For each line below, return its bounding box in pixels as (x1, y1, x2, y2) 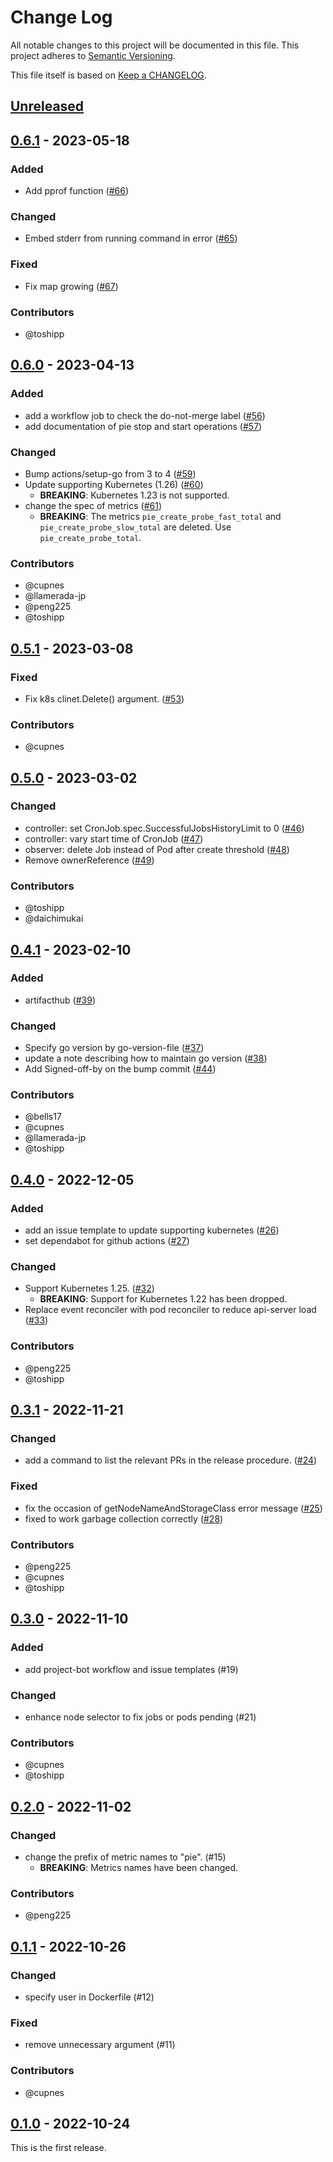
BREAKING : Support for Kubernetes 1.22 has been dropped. (39, 1293, 288, 1305)
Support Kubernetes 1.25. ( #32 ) (24, 1282, 155, 1295)
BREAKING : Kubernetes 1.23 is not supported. (39, 489, 230, 501)
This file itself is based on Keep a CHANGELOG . (10, 69, 207, 81)
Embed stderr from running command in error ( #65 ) (24, 232, 238, 245)
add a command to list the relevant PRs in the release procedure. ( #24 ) (24, 1454, 318, 1466)
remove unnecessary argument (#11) (24, 2039, 176, 2051)
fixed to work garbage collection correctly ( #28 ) (24, 1512, 224, 1525)
